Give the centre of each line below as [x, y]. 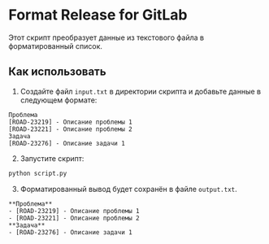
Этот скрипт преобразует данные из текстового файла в [106, 37]
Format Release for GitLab [98, 15]
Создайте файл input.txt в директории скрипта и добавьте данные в [141, 91]
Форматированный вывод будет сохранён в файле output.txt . [128, 189]
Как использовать [58, 72]
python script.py [38, 173]
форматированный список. [56, 46]
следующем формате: [59, 100]
